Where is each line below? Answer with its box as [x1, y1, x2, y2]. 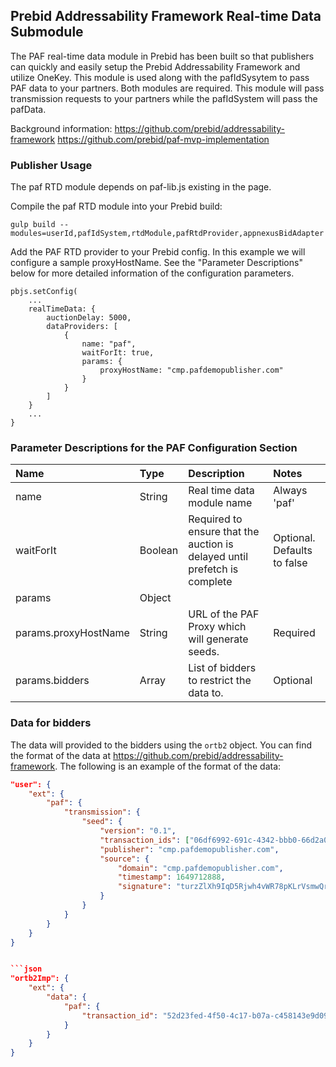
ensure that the [188, 525, 260, 539]
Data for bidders [10, 716, 92, 730]
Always [273, 484, 308, 498]
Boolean [139, 544, 179, 558]
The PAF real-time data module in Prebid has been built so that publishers [10, 50, 315, 62]
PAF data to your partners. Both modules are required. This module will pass [10, 82, 325, 94]
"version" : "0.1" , [99, 826, 177, 836]
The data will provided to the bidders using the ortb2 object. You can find [10, 739, 312, 751]
